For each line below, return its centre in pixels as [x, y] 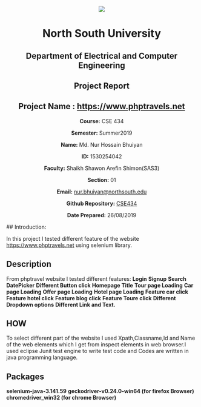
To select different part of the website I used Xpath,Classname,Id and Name [101, 338]
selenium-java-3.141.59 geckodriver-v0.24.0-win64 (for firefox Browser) [100, 391]
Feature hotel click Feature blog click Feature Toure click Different [91, 298]
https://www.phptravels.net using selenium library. [69, 245]
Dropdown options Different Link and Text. [61, 304]
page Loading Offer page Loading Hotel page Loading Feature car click [97, 292]
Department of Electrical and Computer [102, 55]
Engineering [102, 65]
